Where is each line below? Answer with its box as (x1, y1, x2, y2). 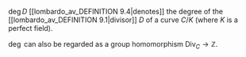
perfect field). (8, 24, 53, 32)
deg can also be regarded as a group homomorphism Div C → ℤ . (8, 40, 218, 51)
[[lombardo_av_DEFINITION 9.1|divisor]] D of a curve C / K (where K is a (8, 15, 238, 25)
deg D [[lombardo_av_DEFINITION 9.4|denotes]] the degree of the (8, 7, 224, 16)
